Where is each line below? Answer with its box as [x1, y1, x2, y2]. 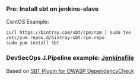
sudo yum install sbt [6, 40, 60, 46]
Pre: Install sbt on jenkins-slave [6, 5, 99, 13]
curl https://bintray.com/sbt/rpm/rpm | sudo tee [6, 30, 132, 36]
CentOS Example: [6, 18, 49, 25]
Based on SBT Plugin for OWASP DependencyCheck [6, 67, 135, 74]
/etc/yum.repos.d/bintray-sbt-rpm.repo [6, 35, 105, 41]
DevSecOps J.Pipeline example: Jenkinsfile [6, 54, 135, 62]
